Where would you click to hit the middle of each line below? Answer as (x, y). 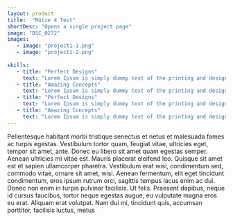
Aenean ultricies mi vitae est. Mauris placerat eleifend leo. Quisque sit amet (115, 158)
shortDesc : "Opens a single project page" (69, 26)
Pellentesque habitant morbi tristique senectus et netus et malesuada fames (116, 136)
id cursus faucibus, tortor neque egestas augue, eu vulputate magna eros (112, 195)
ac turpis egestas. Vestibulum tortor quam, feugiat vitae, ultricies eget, (108, 143)
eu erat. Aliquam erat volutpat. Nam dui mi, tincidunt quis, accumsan (105, 202)
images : (18, 39)
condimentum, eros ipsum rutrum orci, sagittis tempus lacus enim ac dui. (111, 180)
